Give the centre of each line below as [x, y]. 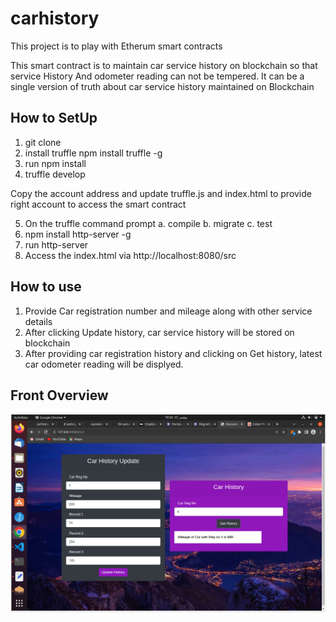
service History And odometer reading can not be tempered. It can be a [157, 76]
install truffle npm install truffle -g [93, 153]
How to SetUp [54, 118]
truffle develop [55, 174]
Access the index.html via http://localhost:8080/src [130, 255]
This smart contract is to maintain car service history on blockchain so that [164, 65]
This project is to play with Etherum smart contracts [116, 46]
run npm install [55, 163]
